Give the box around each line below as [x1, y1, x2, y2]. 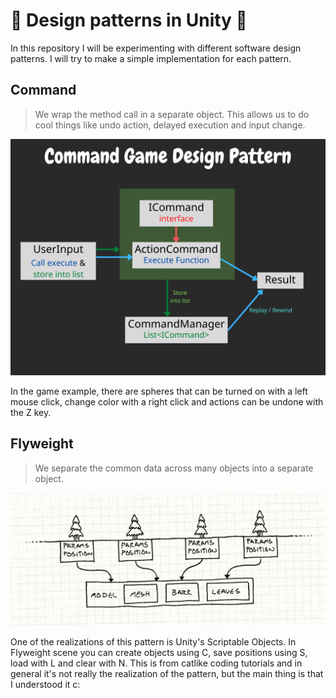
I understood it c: [10, 679, 81, 691]
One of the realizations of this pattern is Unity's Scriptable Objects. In [10, 636, 297, 648]
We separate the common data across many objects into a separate [34, 462, 314, 474]
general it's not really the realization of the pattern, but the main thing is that [10, 668, 324, 680]
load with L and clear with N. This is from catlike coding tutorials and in [10, 657, 303, 669]
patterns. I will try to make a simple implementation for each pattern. [10, 52, 292, 64]
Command [10, 82, 77, 99]
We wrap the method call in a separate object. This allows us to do [34, 108, 310, 120]
